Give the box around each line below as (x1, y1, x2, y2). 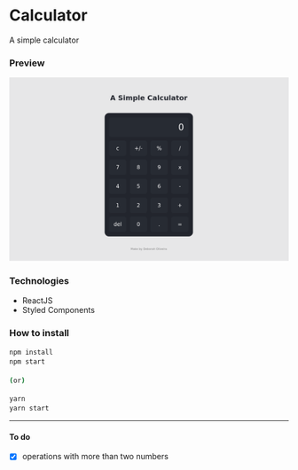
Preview (9, 57, 45, 69)
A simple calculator (9, 35, 80, 45)
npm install (9, 348, 53, 357)
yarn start (9, 404, 50, 413)
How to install (9, 326, 69, 339)
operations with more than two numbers (21, 451, 169, 462)
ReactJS (21, 294, 53, 306)
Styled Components (21, 304, 96, 315)
